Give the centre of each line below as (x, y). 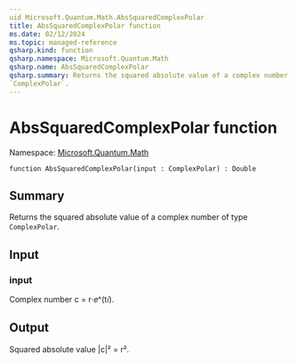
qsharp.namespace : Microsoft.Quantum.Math (89, 59)
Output (29, 328)
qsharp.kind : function (51, 51)
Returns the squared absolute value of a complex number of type (128, 217)
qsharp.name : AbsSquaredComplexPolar (79, 68)
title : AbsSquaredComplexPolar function (85, 26)
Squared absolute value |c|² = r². (69, 349)
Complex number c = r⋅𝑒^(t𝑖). (62, 300)
